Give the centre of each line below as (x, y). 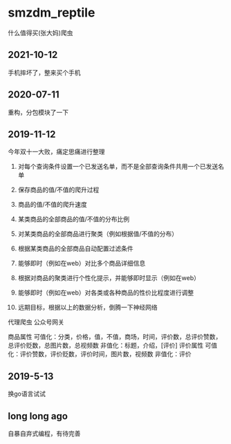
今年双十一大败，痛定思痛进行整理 (56, 152)
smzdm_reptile (52, 13)
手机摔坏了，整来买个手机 (44, 72)
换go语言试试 (27, 394)
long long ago (38, 416)
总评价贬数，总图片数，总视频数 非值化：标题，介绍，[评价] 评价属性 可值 (113, 345)
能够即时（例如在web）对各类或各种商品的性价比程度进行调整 (106, 293)
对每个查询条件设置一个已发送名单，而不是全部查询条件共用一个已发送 (118, 167)
